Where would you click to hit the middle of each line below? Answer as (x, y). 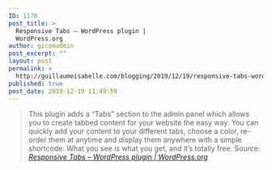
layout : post (30, 62)
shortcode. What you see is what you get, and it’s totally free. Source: (144, 149)
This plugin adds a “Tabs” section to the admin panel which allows (138, 114)
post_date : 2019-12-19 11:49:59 (63, 91)
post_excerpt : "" (38, 53)
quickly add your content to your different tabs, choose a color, (133, 131)
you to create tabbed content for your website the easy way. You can (143, 123)
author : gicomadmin (41, 46)
